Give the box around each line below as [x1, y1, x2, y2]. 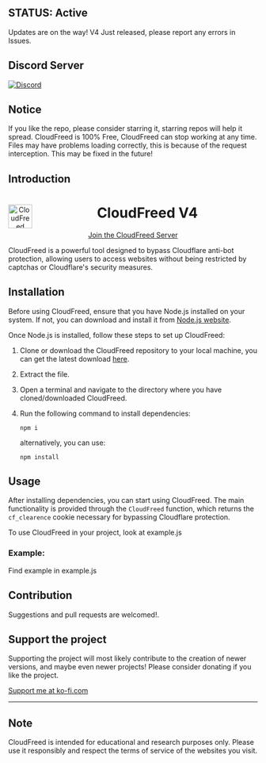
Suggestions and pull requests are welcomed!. [8, 610, 160, 619]
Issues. [8, 36, 32, 45]
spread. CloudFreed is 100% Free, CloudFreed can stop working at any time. [8, 132, 257, 142]
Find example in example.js [8, 566, 97, 575]
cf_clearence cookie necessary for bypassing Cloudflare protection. [8, 512, 231, 522]
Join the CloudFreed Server [88, 230, 178, 240]
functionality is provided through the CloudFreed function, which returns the [8, 504, 255, 514]
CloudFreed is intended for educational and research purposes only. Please [8, 738, 255, 747]
